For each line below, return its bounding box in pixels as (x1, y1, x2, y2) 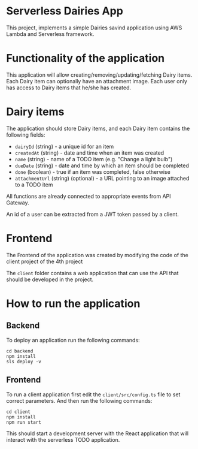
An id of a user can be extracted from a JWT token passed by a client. (6, 210, 179, 218)
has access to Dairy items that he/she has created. (6, 84, 132, 91)
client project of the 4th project (6, 258, 83, 265)
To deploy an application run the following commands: (6, 336, 140, 343)
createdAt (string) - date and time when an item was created (14, 149, 165, 156)
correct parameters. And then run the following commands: (6, 397, 153, 404)
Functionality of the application (6, 52, 165, 65)
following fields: (6, 131, 45, 138)
